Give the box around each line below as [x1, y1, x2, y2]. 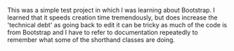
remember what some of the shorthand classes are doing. [7, 36, 176, 44]
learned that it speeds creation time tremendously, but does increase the [7, 13, 218, 22]
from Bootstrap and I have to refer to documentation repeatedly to [7, 28, 198, 36]
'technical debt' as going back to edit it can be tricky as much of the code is [7, 21, 227, 29]
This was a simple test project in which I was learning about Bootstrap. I [7, 6, 216, 14]
